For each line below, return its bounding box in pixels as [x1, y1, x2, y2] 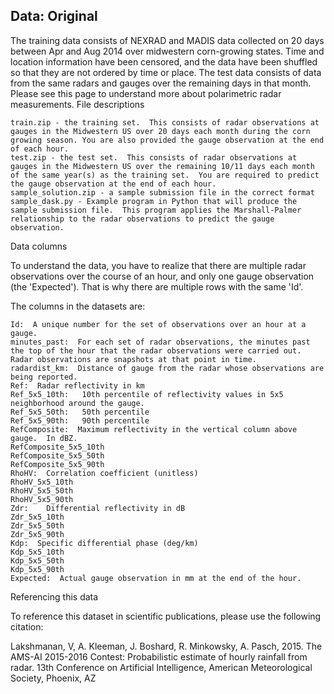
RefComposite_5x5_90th [10, 459, 105, 469]
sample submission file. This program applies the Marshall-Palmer [10, 205, 302, 215]
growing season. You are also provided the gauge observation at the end [10, 135, 325, 145]
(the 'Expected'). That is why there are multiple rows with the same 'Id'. [10, 280, 304, 293]
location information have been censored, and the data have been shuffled [10, 55, 318, 68]
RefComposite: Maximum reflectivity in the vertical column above [10, 424, 298, 434]
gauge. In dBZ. [10, 433, 78, 443]
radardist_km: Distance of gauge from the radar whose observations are [10, 363, 325, 373]
